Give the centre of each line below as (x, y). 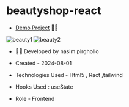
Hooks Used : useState (44, 87)
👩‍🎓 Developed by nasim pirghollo (57, 51)
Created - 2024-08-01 (43, 63)
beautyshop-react (54, 11)
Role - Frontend (35, 98)
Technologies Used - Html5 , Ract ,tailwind (69, 75)
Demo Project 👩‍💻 (37, 28)
